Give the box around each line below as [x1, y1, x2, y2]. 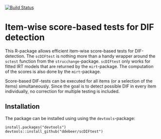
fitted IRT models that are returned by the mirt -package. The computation [5, 63, 154, 69]
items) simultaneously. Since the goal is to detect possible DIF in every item [5, 83, 157, 89]
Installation [5, 103, 40, 111]
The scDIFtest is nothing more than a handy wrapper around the [26, 53, 156, 59]
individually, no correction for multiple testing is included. [5, 88, 120, 94]
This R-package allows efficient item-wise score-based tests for [5, 48, 134, 53]
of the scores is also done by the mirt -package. [5, 69, 101, 74]
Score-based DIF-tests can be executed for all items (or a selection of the [5, 78, 153, 84]
